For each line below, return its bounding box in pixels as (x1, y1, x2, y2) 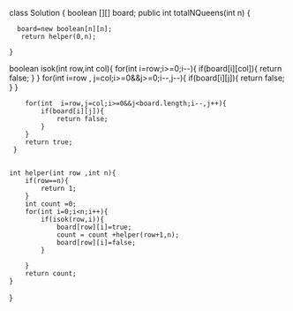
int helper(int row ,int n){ (9, 169, 116, 178)
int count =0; (25, 200, 77, 209)
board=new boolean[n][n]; (17, 25, 113, 34)
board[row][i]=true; (56, 223, 132, 231)
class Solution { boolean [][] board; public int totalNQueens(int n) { (9, 8, 251, 18)
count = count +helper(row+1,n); (56, 231, 179, 239)
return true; (25, 138, 73, 147)
